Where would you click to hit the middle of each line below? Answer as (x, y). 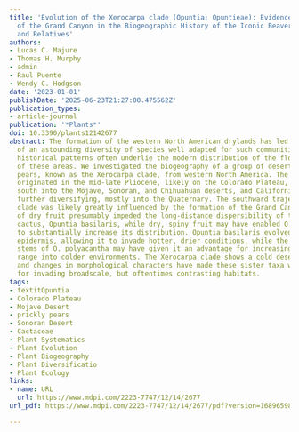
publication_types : (45, 108)
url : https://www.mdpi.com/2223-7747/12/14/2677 (109, 398)
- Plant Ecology (39, 373)
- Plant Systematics (48, 340)
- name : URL (31, 389)
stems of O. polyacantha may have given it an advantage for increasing (155, 249)
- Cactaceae (31, 332)
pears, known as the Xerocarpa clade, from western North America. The (153, 174)
